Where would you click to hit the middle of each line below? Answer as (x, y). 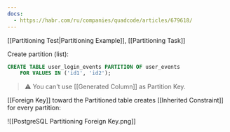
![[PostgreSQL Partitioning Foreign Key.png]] (72, 121)
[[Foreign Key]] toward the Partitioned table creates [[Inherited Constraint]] (116, 100)
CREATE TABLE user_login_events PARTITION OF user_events (94, 67)
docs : (15, 14)
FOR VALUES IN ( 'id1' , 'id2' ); (66, 73)
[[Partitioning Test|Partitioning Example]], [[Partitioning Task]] (96, 40)
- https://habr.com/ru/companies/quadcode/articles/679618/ (103, 20)
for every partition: (34, 108)
